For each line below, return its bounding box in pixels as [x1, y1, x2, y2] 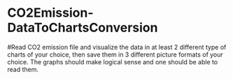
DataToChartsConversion [7, 20, 158, 36]
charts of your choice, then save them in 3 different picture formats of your [7, 50, 224, 59]
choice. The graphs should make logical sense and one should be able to [7, 57, 218, 66]
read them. [7, 65, 39, 73]
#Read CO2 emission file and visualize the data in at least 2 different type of [7, 43, 227, 51]
